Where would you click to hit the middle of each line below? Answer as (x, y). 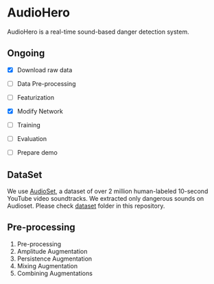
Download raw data (45, 69)
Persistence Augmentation (55, 259)
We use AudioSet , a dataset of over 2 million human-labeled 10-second (108, 191)
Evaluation (32, 139)
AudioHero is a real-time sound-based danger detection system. (98, 32)
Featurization (36, 97)
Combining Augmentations (55, 273)
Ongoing (26, 53)
